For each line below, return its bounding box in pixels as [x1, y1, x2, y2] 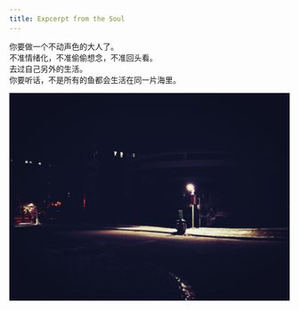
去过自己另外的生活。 [9, 63, 87, 74]
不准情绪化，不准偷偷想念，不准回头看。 [9, 52, 158, 62]
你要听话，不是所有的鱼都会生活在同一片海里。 [9, 74, 181, 85]
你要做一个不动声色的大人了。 [9, 41, 118, 52]
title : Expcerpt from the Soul [9, 14, 125, 23]
